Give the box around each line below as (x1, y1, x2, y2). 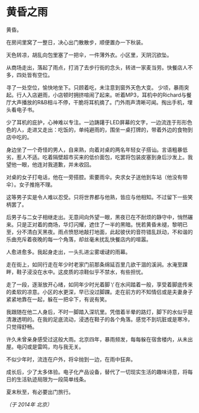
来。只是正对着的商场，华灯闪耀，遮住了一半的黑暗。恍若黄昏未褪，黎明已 (6, 220, 188, 228)
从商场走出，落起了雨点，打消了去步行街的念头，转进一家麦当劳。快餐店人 (6, 63, 188, 71)
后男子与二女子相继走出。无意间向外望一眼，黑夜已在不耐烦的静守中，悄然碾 (6, 213, 193, 220)
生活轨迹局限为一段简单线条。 (16, 376, 89, 383)
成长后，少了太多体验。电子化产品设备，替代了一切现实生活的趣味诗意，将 (6, 368, 188, 375)
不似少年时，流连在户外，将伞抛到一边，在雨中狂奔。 (6, 356, 136, 363)
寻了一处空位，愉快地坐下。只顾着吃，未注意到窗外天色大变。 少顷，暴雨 (6, 84, 184, 91)
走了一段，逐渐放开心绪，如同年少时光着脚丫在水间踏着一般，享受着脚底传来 (6, 281, 193, 288)
